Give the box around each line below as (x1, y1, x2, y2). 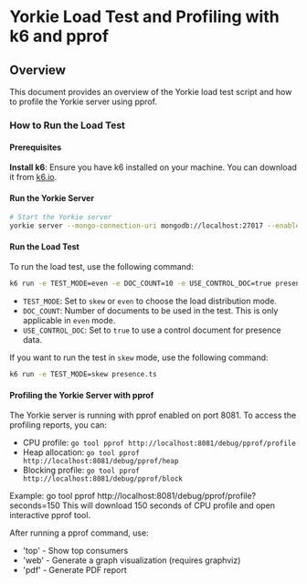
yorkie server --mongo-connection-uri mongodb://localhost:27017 (9, 221, 263, 230)
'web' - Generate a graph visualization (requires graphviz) (22, 555, 241, 566)
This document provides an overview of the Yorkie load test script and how (9, 87, 292, 97)
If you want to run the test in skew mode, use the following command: (9, 352, 269, 363)
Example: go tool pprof (9, 491, 96, 502)
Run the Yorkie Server (9, 192, 94, 203)
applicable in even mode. (22, 315, 116, 326)
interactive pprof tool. (9, 510, 91, 521)
